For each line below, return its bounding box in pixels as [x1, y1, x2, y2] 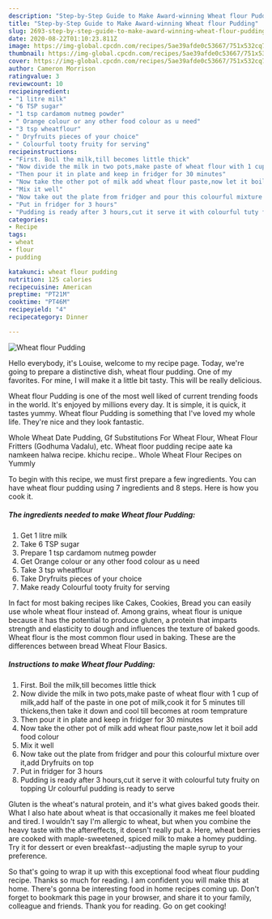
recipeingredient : [8, 87, 70, 96]
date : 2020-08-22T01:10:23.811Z [8, 34, 117, 43]
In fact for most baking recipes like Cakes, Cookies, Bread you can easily [8, 598, 252, 608]
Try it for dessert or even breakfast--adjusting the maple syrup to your [8, 842, 243, 852]
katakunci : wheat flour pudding [8, 268, 117, 276]
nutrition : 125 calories [8, 275, 92, 284]
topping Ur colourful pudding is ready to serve [19, 784, 176, 793]
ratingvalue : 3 [8, 72, 60, 80]
